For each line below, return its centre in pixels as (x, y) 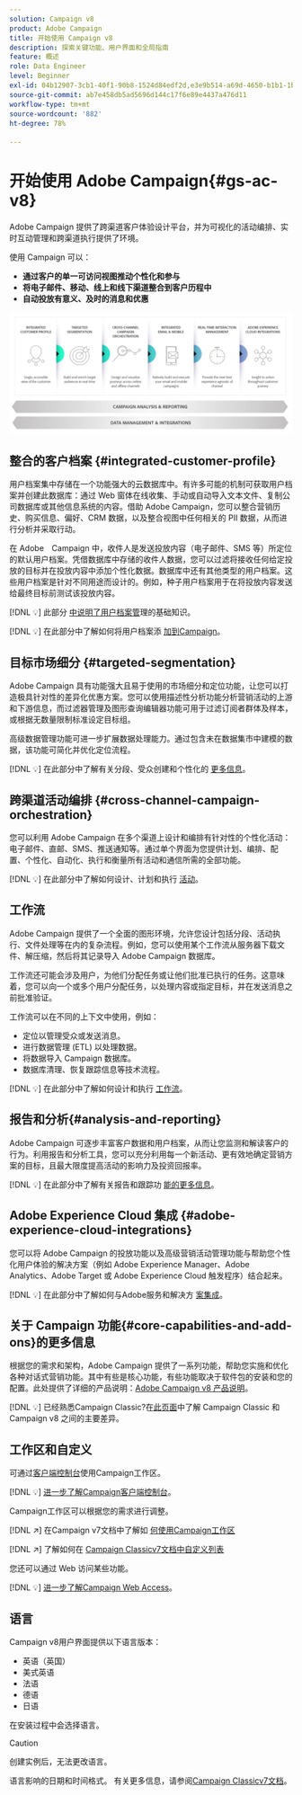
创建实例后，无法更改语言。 (61, 1761)
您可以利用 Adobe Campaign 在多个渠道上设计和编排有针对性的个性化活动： (150, 838)
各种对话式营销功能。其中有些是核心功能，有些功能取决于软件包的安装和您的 (151, 1377)
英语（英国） (46, 1661)
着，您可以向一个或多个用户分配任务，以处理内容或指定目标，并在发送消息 (147, 986)
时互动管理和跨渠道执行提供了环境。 (76, 238)
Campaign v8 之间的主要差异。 (67, 1418)
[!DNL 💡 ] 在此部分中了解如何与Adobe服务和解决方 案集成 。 (118, 1294)
